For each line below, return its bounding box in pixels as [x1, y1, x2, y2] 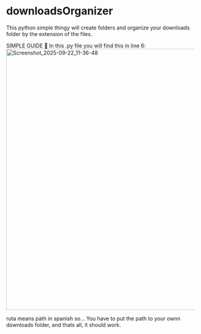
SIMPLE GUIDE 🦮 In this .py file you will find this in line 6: [6, 42, 146, 49]
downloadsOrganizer [6, 4, 114, 18]
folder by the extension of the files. [6, 30, 93, 37]
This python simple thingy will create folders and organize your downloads [6, 24, 190, 31]
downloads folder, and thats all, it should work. [6, 321, 121, 328]
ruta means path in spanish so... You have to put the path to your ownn [6, 315, 181, 322]
